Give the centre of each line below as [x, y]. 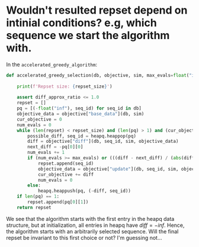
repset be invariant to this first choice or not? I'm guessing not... [84, 238]
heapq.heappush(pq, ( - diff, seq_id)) [84, 191]
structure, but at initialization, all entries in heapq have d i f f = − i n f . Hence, [95, 225]
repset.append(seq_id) [66, 163]
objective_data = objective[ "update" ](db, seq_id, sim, [108, 169]
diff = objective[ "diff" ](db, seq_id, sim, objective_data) [103, 142]
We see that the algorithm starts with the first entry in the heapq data [90, 219]
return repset [34, 207]
